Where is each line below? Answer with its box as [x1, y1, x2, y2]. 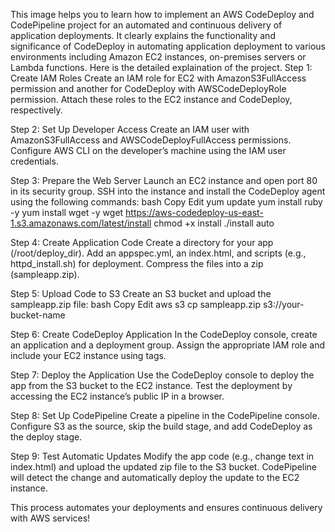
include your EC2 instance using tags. [10, 350, 167, 361]
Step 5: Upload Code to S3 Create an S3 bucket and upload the [10, 288, 272, 299]
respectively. [10, 104, 63, 116]
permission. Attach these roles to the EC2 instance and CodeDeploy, [10, 94, 293, 105]
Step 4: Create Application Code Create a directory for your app [10, 237, 274, 248]
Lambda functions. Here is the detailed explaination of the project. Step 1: [10, 62, 313, 73]
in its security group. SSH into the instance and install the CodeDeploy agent [10, 185, 326, 197]
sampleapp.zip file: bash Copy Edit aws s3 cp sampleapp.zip [10, 299, 261, 310]
